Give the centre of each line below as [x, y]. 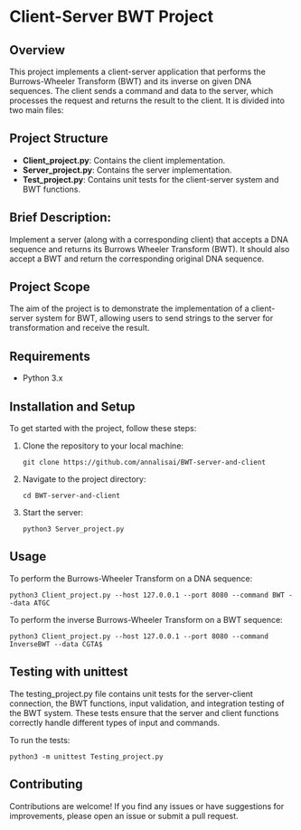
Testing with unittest [69, 672]
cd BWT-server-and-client [71, 496]
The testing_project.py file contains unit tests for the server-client [131, 693]
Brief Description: [60, 217]
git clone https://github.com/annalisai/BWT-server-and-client [144, 463]
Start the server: [53, 513]
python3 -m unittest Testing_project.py [87, 757]
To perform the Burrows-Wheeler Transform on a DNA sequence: [131, 578]
